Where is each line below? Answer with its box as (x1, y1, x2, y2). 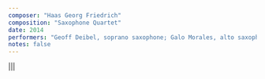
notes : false (8, 41, 51, 48)
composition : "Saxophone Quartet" (8, 19, 122, 27)
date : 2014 (8, 26, 44, 34)
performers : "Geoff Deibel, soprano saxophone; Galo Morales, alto (8, 33, 235, 41)
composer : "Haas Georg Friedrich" (8, 11, 122, 20)
